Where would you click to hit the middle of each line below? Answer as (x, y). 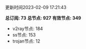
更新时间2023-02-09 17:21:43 (36, 7)
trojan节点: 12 (26, 41)
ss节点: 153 (24, 35)
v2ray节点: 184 (28, 28)
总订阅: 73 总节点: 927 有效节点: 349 (43, 18)
